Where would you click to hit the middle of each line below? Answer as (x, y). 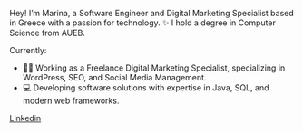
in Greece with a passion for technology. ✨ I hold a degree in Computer (143, 23)
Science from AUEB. (48, 33)
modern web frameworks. (71, 100)
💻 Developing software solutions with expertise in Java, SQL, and (146, 88)
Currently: (28, 50)
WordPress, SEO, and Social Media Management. (114, 77)
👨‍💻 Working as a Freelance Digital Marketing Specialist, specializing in (154, 68)
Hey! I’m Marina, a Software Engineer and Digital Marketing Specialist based (152, 13)
